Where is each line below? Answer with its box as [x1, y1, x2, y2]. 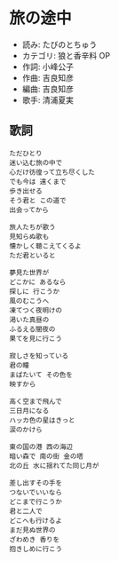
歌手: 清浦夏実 [21, 94, 74, 105]
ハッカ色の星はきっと [9, 415, 75, 424]
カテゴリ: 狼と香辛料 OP [21, 50, 111, 60]
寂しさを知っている [9, 352, 69, 360]
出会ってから [9, 205, 49, 214]
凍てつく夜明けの [9, 305, 62, 315]
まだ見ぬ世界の [9, 525, 56, 534]
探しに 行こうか [9, 287, 60, 296]
